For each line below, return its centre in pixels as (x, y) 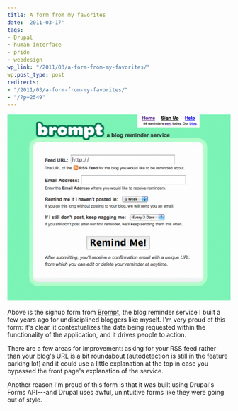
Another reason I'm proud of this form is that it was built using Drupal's (111, 385)
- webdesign (25, 60)
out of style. (25, 400)
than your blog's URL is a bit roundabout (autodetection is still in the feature (118, 356)
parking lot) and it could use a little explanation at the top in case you (108, 364)
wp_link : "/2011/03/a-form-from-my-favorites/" (79, 67)
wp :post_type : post (36, 74)
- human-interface (34, 45)
